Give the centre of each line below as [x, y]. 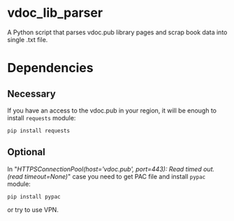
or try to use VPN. [33, 209]
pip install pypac [34, 197]
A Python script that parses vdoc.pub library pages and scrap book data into [117, 32]
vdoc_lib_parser [55, 13]
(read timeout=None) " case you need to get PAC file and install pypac [107, 176]
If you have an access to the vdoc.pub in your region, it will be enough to [112, 110]
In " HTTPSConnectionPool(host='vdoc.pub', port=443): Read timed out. [111, 169]
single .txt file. [28, 39]
